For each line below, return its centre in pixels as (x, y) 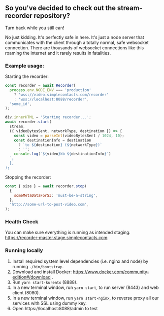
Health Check (22, 222)
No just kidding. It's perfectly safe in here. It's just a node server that (75, 37)
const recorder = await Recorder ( (41, 86)
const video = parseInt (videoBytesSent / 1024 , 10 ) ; (69, 136)
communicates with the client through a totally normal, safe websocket (77, 42)
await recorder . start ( (28, 122)
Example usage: (25, 66)
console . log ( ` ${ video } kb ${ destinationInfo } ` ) (63, 154)
